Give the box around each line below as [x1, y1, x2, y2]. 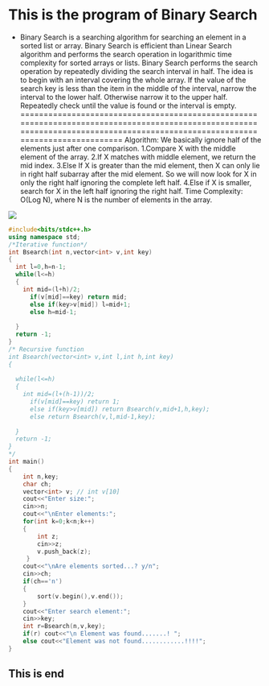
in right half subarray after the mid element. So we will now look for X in [19, 169, 257, 179]
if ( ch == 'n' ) [22, 577, 63, 585]
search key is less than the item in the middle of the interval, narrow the [19, 83, 257, 93]
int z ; [37, 532, 59, 540]
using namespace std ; [8, 233, 81, 241]
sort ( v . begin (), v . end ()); [37, 592, 124, 601]
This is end [8, 667, 64, 681]
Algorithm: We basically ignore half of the [124, 134, 262, 144]
